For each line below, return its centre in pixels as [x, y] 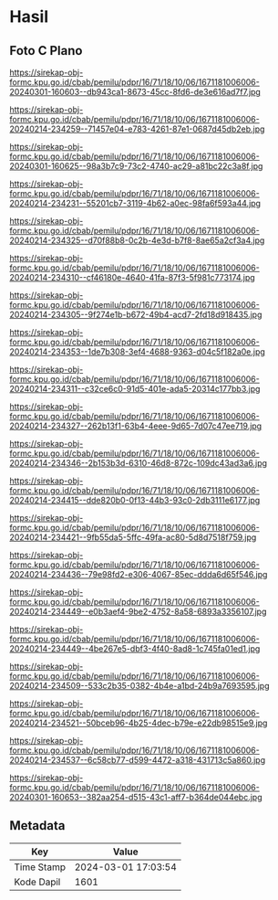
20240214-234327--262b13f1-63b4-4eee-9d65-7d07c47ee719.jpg [136, 426]
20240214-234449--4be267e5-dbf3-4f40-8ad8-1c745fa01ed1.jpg [135, 649]
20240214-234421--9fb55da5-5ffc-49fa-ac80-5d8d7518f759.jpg [133, 537]
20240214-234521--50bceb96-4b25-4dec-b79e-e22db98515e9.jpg [139, 723]
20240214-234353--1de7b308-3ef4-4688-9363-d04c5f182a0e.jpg [138, 352]
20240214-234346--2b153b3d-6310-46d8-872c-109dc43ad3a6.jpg [138, 463]
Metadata [37, 826]
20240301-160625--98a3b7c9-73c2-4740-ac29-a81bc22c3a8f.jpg [136, 166]
